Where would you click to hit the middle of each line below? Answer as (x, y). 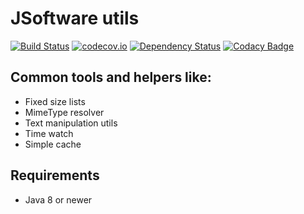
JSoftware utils (75, 18)
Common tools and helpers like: (111, 77)
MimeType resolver (64, 112)
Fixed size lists (55, 101)
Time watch (49, 133)
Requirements (55, 175)
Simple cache (53, 144)
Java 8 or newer (58, 199)
